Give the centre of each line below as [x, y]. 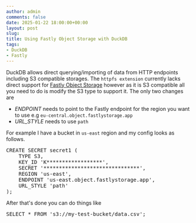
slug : [13, 34]
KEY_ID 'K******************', [64, 162]
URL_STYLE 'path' [44, 186]
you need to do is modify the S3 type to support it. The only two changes [95, 91]
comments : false [26, 17]
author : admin [24, 12]
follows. [16, 139]
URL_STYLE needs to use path [52, 121]
